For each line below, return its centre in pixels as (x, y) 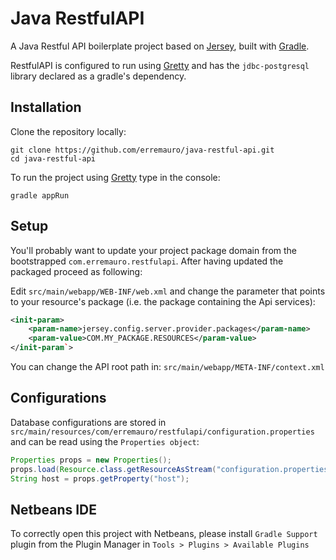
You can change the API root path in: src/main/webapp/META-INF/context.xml (167, 367)
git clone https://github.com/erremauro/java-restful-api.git (142, 150)
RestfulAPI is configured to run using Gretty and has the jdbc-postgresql (160, 65)
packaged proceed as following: (76, 271)
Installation (46, 107)
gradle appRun (40, 195)
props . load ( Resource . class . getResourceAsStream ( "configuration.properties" (171, 469)
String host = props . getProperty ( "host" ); (100, 478)
